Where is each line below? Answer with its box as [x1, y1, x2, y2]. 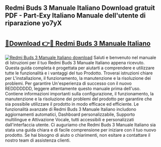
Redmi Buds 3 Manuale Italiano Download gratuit [5, 4, 155, 12]
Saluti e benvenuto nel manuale [93, 55, 157, 60]
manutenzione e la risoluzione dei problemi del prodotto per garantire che [5, 96, 152, 102]
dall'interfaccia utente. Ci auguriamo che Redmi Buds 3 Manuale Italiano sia [5, 122, 156, 128]
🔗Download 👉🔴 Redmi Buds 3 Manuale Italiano [5, 39, 151, 48]
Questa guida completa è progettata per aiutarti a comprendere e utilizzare [5, 65, 155, 71]
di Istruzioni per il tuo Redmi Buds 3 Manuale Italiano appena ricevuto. [5, 60, 145, 65]
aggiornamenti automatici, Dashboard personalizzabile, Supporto [5, 111, 135, 117]
